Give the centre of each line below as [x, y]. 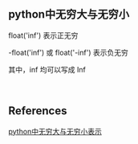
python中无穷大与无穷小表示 [55, 131]
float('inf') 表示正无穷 [43, 35]
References [38, 111]
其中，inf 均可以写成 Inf [47, 69]
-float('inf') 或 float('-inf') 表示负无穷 [68, 52]
